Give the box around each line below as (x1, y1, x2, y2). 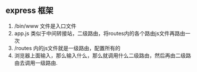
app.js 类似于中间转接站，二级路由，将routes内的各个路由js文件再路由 (14, 30, 186, 37)
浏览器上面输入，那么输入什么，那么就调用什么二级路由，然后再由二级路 (14, 52, 191, 59)
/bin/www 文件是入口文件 (14, 22, 77, 30)
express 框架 (5, 5, 54, 16)
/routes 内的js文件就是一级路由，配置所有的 (14, 44, 121, 51)
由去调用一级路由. (14, 59, 58, 66)
